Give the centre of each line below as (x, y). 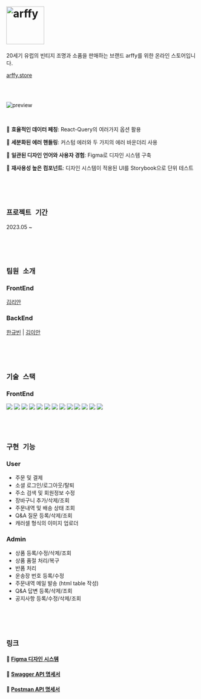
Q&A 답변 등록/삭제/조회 (44, 591)
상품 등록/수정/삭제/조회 (43, 553)
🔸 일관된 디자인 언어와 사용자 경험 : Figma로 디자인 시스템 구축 (79, 155)
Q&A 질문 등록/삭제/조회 (44, 515)
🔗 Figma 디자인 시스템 (33, 659)
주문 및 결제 (29, 478)
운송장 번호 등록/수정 (40, 576)
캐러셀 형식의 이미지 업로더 (47, 523)
